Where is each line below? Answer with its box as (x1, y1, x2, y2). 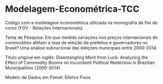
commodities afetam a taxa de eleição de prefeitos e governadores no (5, 39, 148, 45)
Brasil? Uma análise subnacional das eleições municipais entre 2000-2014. (5, 45, 158, 51)
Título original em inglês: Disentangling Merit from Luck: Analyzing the (5, 54, 148, 60)
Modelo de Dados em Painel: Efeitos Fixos (5, 74, 91, 80)
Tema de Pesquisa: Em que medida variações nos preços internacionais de (5, 34, 158, 40)
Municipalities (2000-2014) (5, 65, 61, 71)
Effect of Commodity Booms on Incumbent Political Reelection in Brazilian (5, 59, 155, 65)
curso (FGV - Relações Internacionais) (5, 25, 83, 30)
